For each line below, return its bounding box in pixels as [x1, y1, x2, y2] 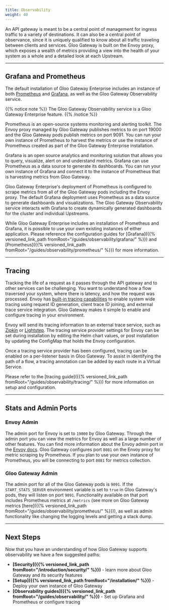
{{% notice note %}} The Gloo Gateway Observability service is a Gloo [5, 106, 151, 112]
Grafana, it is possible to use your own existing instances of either [5, 226, 142, 232]
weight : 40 [5, 12, 28, 17]
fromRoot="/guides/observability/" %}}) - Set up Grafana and [12, 593, 145, 599]
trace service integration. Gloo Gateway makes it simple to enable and [5, 307, 150, 313]
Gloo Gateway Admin [5, 470, 58, 477]
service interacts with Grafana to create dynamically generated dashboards [5, 205, 162, 211]
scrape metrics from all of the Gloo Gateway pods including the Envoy [5, 189, 150, 195]
